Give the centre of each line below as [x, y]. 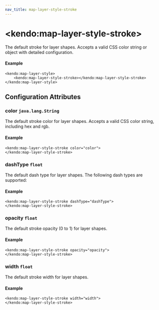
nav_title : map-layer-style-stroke [41, 9]
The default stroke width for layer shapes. [47, 277]
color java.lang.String [32, 111]
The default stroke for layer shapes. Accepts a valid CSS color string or [76, 47]
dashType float [24, 164]
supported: [16, 180]
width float [19, 266]
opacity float [21, 218]
